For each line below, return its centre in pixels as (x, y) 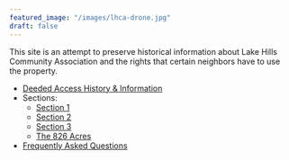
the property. (34, 71)
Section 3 (54, 126)
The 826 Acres (63, 136)
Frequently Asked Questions (75, 146)
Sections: (40, 98)
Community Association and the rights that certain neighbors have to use (145, 61)
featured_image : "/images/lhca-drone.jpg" (90, 18)
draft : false (34, 26)
